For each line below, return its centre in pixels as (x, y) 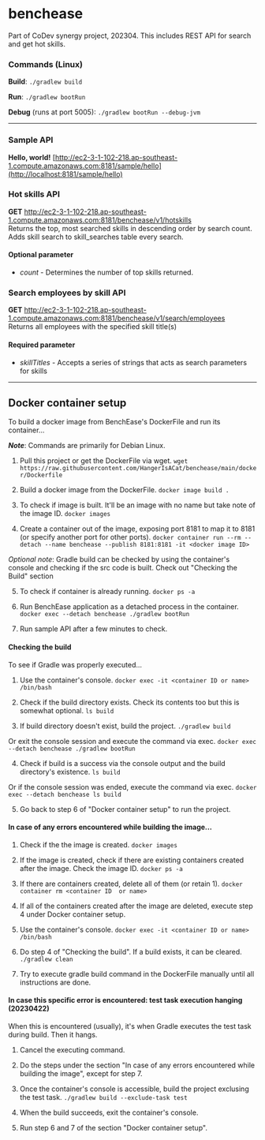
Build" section (31, 576)
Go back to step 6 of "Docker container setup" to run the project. (125, 809)
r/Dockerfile (41, 475)
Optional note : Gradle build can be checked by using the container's (119, 559)
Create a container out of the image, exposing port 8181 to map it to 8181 (137, 529)
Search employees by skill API (67, 293)
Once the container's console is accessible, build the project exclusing (134, 1089)
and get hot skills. (37, 43)
